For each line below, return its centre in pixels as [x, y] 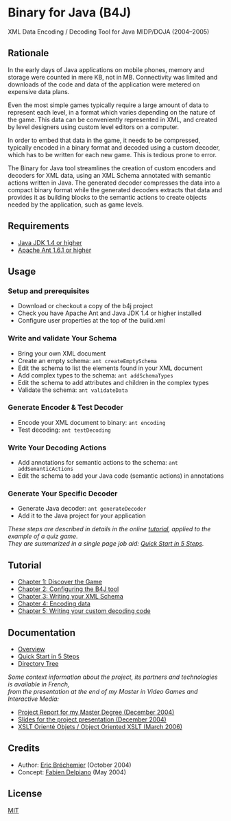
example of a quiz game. [43, 536]
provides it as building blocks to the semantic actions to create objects [108, 197]
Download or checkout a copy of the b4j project [85, 306]
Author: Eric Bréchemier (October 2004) [75, 765]
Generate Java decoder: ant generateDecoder [82, 509]
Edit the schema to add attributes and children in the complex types [113, 382]
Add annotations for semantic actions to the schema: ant [98, 463]
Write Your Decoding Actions [57, 448]
